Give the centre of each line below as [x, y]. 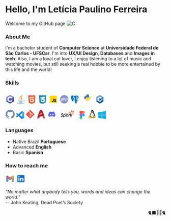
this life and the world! [28, 69]
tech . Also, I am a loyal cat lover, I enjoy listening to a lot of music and [78, 59]
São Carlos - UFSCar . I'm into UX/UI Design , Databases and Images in [80, 53]
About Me [18, 37]
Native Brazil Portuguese [39, 141]
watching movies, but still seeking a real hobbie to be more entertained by [83, 64]
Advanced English [32, 147]
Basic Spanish [28, 152]
